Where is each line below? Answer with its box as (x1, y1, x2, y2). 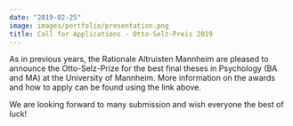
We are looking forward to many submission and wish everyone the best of (9, 99, 284, 110)
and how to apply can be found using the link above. (9, 82, 202, 93)
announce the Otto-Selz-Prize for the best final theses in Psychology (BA (9, 63, 278, 74)
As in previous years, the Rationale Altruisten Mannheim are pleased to (9, 54, 269, 65)
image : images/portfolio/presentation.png (9, 21, 169, 30)
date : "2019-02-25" (9, 12, 82, 22)
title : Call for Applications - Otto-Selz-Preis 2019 (9, 29, 214, 38)
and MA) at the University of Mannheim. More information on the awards (9, 73, 276, 83)
